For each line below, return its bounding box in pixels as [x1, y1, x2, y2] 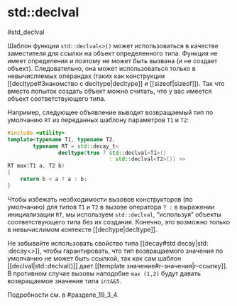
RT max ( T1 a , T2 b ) [7, 163, 65, 170]
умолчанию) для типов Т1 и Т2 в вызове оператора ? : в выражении [7, 202, 215, 211]
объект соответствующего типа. [7, 94, 106, 103]
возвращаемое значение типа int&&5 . [7, 276, 122, 285]
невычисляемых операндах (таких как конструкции [7, 72, 165, 80]
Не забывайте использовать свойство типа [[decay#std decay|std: [7, 239, 209, 247]
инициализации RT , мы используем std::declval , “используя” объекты [7, 210, 221, 219]
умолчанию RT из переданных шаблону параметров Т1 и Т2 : [7, 115, 189, 124]
